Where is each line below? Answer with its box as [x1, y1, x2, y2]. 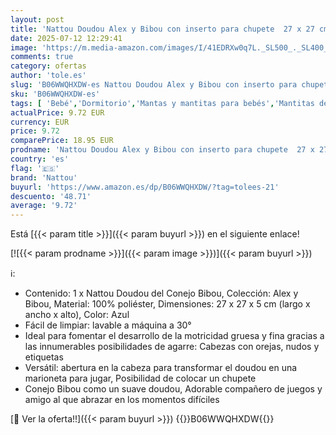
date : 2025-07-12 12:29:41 [10, 33, 123, 43]
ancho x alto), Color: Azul [24, 309, 130, 321]
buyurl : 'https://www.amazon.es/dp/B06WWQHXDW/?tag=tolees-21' [10, 182, 280, 192]
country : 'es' [10, 154, 70, 164]
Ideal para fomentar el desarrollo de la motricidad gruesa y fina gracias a [24, 330, 325, 342]
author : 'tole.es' [10, 71, 87, 81]
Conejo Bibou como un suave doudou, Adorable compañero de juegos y [24, 383, 323, 395]
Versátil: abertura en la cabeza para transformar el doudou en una [24, 362, 298, 374]
